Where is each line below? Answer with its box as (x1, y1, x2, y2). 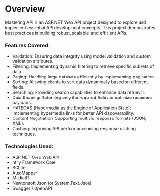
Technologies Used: (5, 143, 53, 150)
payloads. (12, 100, 32, 106)
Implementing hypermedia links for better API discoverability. (12, 110, 135, 116)
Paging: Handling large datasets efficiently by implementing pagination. (12, 74, 156, 80)
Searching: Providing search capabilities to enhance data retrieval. (12, 89, 145, 96)
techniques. (12, 131, 36, 137)
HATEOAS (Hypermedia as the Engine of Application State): (12, 105, 131, 111)
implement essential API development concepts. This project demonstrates (5, 24, 156, 30)
